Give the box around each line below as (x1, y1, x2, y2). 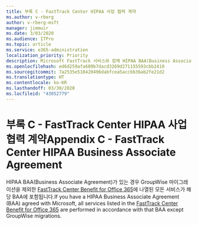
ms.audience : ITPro (6, 36, 54, 42)
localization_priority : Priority (6, 52, 88, 58)
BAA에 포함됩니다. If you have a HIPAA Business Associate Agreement (12, 193, 180, 200)
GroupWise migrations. (6, 212, 62, 219)
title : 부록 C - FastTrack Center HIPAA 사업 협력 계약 (6, 8, 137, 15)
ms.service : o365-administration (6, 47, 88, 53)
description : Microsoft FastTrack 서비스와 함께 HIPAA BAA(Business (6, 58, 171, 64)
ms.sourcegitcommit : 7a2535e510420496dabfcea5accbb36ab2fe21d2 (6, 69, 165, 75)
